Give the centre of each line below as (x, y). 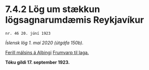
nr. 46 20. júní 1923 (28, 33)
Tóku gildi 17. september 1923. (38, 62)
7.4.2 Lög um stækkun (53, 9)
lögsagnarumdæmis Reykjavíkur (74, 20)
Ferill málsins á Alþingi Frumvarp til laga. (47, 52)
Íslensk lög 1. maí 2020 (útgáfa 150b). (44, 43)
